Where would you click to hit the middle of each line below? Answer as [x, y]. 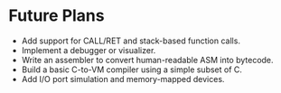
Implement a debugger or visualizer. [89, 50]
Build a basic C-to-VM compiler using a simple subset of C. [132, 70]
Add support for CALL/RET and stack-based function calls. [131, 41]
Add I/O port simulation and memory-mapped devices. [123, 79]
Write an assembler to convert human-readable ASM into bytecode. [147, 60]
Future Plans [56, 16]
